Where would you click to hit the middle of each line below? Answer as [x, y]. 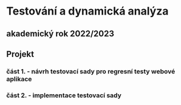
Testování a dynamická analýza [87, 11]
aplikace [19, 79]
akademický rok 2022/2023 [60, 34]
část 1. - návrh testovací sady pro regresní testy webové [91, 71]
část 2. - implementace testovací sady [64, 95]
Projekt [20, 54]
